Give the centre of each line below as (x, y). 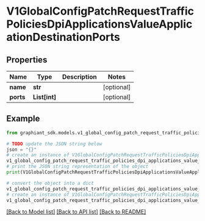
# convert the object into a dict (50, 183)
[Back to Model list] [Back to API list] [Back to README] (76, 212)
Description (79, 77)
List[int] (45, 97)
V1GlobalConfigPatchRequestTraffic (100, 11)
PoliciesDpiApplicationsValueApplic (99, 24)
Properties (27, 60)
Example (23, 119)
